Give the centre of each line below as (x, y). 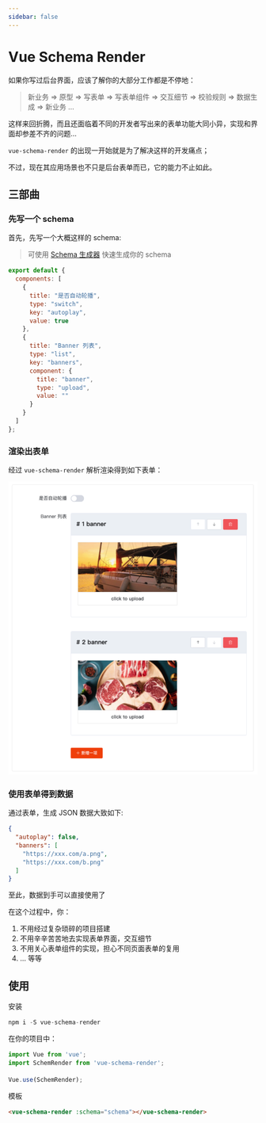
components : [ (38, 279)
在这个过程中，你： (40, 912)
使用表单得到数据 (41, 794)
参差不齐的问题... (49, 133)
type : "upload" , (63, 388)
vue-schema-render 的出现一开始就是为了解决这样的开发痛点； (109, 150)
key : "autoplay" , (58, 312)
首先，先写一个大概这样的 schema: (65, 238)
